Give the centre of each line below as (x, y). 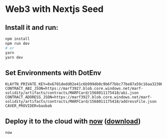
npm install (17, 39)
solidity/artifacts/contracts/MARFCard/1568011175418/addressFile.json (81, 102)
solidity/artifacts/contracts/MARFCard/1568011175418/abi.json (72, 93)
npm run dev (17, 43)
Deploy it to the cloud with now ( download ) (73, 121)
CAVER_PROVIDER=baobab (29, 106)
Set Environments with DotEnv (53, 73)
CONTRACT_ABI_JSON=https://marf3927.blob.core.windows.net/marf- (74, 89)
